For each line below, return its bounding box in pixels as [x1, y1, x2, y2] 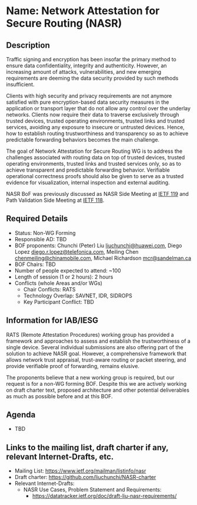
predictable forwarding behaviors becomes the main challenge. [6, 136, 160, 143]
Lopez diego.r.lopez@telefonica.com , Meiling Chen [14, 248, 139, 255]
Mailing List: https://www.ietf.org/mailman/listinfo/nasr [14, 467, 146, 474]
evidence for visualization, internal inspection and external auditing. [6, 179, 170, 186]
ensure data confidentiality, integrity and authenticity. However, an [6, 62, 167, 69]
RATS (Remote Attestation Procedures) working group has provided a [6, 331, 175, 338]
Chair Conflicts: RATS [23, 286, 76, 293]
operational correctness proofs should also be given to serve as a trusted [6, 173, 184, 179]
